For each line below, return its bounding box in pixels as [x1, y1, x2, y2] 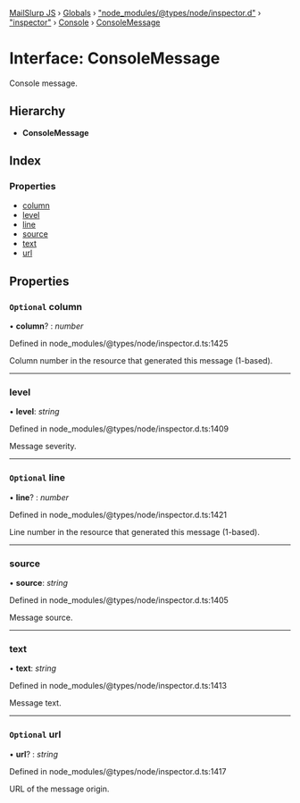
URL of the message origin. [9, 783, 110, 794]
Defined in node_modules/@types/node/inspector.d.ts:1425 [9, 339, 229, 349]
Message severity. [9, 441, 78, 452]
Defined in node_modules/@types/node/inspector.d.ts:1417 [9, 765, 227, 776]
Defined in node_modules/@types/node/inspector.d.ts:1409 [9, 423, 229, 434]
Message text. [9, 698, 62, 708]
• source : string [9, 578, 69, 589]
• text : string [9, 663, 56, 673]
